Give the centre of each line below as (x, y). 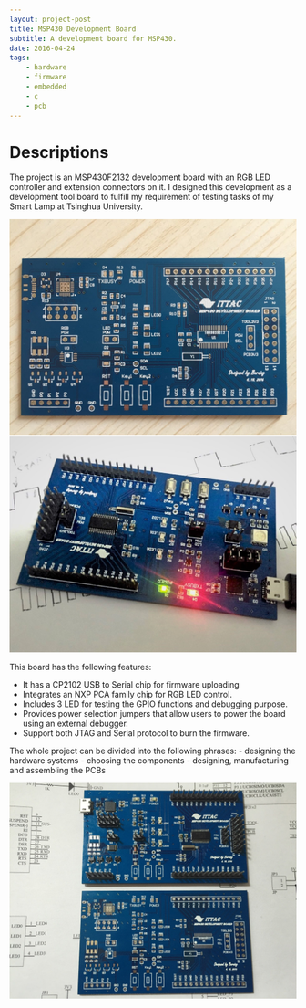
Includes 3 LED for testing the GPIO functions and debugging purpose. (155, 704)
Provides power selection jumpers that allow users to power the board (154, 714)
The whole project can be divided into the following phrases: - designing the (153, 751)
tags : (20, 58)
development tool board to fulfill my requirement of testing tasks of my (142, 197)
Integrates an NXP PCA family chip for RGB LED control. (127, 695)
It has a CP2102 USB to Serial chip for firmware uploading (131, 685)
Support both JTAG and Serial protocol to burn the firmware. (136, 733)
